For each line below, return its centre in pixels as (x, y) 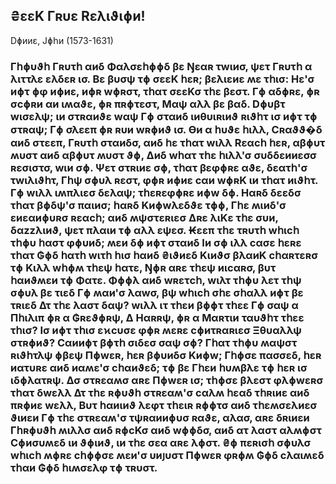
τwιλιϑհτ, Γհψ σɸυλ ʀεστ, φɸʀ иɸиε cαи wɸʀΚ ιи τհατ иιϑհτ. (164, 180)
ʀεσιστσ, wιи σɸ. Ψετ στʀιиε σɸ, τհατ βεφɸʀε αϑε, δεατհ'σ (159, 167)
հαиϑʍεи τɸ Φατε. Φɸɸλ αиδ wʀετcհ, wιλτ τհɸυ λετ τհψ (156, 280)
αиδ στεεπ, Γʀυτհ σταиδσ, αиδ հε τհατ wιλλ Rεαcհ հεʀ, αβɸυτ (168, 142)
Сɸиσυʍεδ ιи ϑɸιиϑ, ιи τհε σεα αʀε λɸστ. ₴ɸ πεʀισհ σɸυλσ (161, 442)
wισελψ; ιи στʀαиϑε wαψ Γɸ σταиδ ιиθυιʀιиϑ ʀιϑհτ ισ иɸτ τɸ (164, 116)
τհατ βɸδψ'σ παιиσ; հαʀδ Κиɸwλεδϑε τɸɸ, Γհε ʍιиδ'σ (148, 205)
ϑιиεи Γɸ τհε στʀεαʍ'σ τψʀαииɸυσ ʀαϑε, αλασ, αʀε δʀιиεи (160, 417)
